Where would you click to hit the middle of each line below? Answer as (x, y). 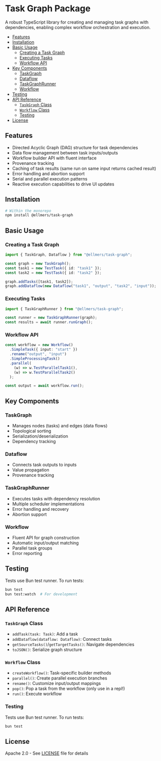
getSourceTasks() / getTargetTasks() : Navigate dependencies (73, 644)
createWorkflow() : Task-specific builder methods (62, 673)
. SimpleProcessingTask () (35, 359)
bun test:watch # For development (41, 594)
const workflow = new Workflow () (39, 345)
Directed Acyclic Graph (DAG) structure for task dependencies (75, 147)
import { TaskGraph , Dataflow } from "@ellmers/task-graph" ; (69, 255)
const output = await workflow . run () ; (45, 386)
